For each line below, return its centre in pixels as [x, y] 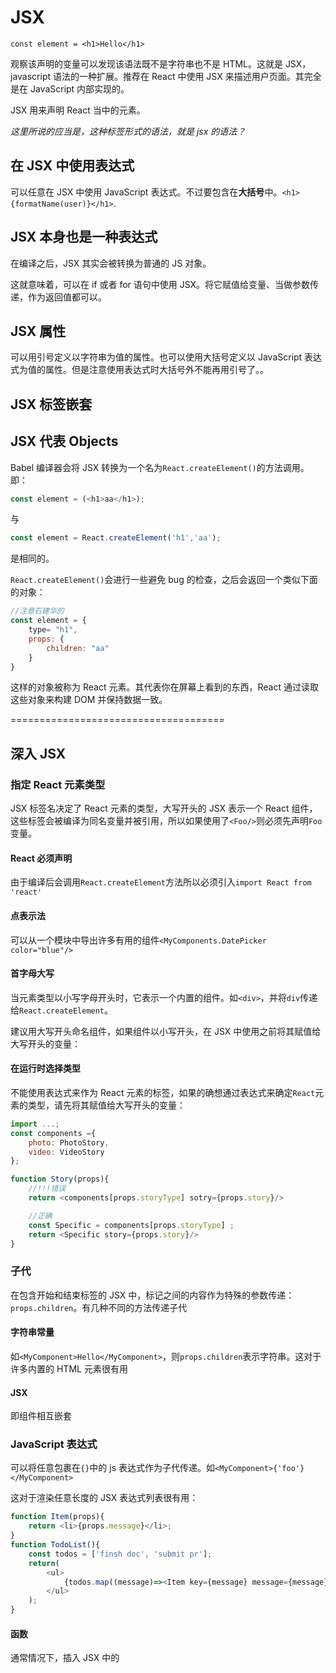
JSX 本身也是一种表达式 [84, 237]
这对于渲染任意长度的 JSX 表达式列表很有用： [104, 1498]
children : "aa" [78, 648]
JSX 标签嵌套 [51, 404]
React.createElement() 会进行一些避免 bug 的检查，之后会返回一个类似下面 [164, 580]
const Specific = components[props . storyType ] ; [131, 1225]
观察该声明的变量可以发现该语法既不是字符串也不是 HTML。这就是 [146, 63]
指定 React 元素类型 [58, 784]
